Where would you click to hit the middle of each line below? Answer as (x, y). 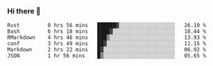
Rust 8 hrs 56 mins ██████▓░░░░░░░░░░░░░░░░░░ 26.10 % (107, 26)
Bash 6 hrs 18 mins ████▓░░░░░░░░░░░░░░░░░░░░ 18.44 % (107, 32)
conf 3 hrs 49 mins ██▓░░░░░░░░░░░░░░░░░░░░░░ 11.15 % (107, 44)
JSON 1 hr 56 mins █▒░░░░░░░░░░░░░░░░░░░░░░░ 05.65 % (107, 56)
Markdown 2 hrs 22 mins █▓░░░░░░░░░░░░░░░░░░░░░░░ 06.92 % (107, 50)
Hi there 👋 (24, 11)
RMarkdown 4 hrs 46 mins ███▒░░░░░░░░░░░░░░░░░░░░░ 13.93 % (107, 38)
